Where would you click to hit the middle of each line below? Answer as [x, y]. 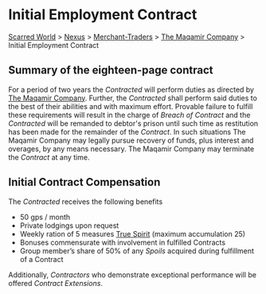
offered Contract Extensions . [56, 283]
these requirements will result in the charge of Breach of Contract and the [129, 115]
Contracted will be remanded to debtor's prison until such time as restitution [133, 123]
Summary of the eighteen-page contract [111, 71]
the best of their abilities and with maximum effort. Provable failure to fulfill [131, 106]
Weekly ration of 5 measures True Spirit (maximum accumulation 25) [132, 233]
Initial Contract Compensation [84, 182]
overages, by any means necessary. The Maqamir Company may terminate [131, 148]
